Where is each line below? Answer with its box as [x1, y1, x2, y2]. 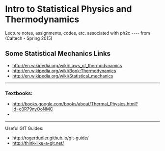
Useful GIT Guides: [5, 126, 44, 131]
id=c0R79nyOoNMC [12, 106, 53, 112]
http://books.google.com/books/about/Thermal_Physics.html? [12, 101, 138, 107]
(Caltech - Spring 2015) [5, 35, 53, 41]
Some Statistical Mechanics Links [5, 50, 111, 58]
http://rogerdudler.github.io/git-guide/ [12, 135, 89, 141]
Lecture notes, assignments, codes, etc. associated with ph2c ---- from [5, 30, 151, 36]
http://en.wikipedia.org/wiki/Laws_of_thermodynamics [12, 62, 122, 68]
